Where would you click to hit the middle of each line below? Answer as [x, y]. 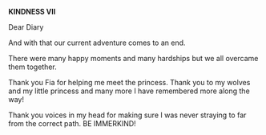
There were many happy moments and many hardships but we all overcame [133, 58]
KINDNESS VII [32, 12]
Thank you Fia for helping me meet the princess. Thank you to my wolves [129, 82]
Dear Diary [26, 27]
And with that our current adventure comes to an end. [97, 43]
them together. [33, 67]
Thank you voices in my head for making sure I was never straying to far [127, 115]
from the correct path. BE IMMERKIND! [72, 123]
